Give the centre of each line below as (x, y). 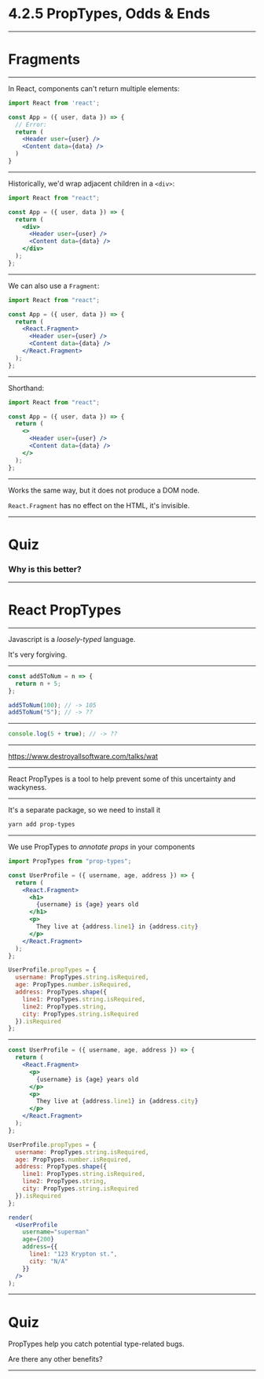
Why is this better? (45, 569)
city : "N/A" (48, 1261)
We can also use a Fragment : (54, 286)
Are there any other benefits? (56, 1359)
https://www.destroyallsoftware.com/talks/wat (83, 757)
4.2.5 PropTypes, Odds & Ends (109, 14)
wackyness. (27, 787)
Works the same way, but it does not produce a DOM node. (104, 490)
